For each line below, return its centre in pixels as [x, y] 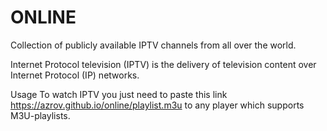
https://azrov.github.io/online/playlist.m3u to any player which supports [157, 105]
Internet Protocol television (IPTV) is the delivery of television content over [163, 64]
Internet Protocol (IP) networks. [75, 75]
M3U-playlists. [40, 115]
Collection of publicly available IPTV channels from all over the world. [153, 45]
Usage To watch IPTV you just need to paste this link [119, 94]
